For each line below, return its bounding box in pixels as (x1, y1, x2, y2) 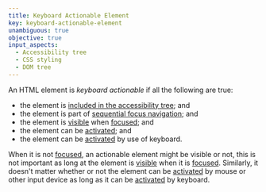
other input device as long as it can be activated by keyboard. (8, 175, 210, 184)
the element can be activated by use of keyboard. (19, 134, 183, 144)
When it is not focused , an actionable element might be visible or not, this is (8, 149, 256, 159)
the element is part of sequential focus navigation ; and (19, 109, 199, 118)
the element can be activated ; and (19, 125, 133, 135)
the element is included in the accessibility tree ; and (19, 100, 191, 109)
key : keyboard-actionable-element (8, 19, 123, 27)
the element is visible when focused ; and (19, 117, 155, 127)
